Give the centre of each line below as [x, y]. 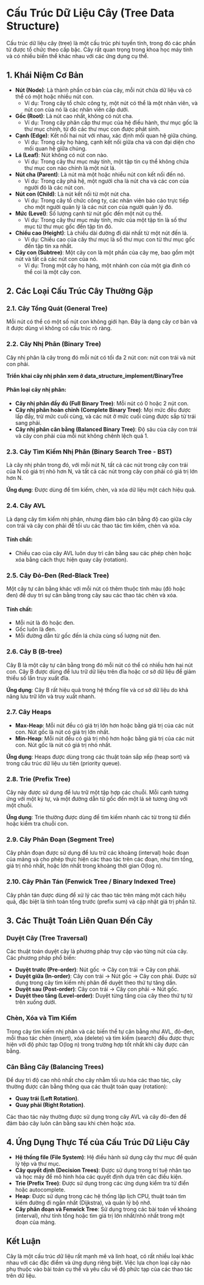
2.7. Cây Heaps [29, 712]
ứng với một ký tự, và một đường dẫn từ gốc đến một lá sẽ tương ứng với [97, 799]
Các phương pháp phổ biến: [41, 958]
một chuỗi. [20, 805]
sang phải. [28, 422]
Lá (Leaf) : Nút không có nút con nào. [62, 155]
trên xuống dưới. [36, 1002]
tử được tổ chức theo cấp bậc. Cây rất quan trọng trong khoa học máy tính [100, 50]
